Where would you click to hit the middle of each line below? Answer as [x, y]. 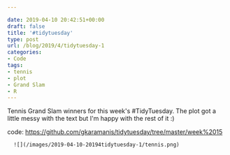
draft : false [26, 26]
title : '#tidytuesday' [40, 33]
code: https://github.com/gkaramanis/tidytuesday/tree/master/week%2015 [115, 132]
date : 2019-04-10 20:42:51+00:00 [56, 20]
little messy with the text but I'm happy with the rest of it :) [91, 119]
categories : [24, 52]
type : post [23, 39]
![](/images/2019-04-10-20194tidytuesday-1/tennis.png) [96, 145]
